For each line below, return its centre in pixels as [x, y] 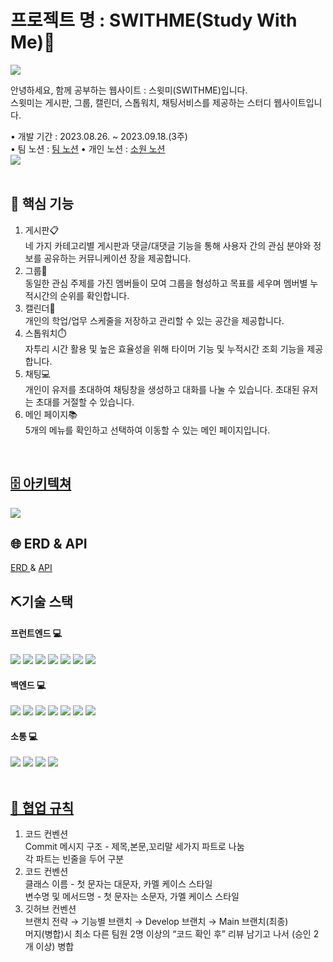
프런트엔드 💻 [36, 633]
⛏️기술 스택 [42, 601]
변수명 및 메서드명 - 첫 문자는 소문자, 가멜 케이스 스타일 [132, 897]
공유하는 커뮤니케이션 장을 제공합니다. [117, 258]
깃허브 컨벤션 [50, 909]
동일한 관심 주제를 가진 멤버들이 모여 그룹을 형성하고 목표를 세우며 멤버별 [166, 283]
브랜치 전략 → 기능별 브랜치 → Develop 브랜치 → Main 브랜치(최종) [156, 922]
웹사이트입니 [298, 102]
